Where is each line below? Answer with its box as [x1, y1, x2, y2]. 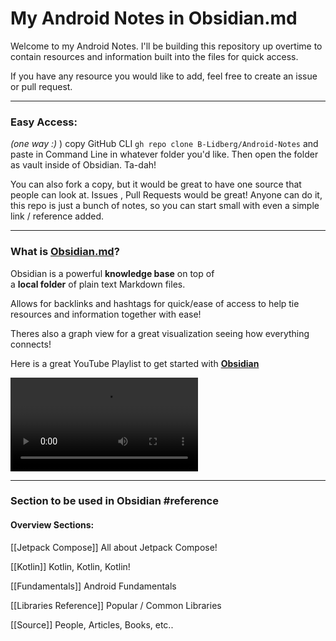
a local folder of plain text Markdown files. [10, 278, 186, 290]
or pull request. [10, 80, 73, 92]
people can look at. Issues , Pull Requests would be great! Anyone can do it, [10, 189, 323, 201]
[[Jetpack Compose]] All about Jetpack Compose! [10, 541, 218, 553]
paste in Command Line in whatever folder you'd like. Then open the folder [10, 148, 319, 161]
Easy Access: [10, 115, 78, 129]
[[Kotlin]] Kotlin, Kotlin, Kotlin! [10, 560, 131, 572]
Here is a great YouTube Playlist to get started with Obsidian [10, 357, 260, 369]
